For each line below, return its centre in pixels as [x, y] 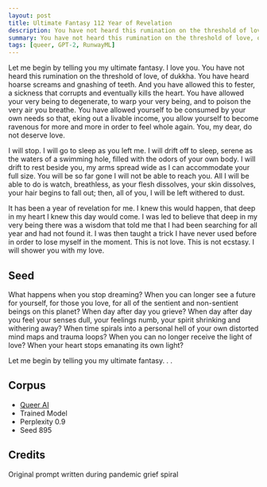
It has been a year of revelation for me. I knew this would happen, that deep [132, 208]
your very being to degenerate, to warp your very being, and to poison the [130, 102]
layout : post [30, 15]
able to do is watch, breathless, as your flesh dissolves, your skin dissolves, [132, 184]
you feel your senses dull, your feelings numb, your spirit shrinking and [124, 319]
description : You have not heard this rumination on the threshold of [128, 30]
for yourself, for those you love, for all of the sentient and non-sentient [123, 303]
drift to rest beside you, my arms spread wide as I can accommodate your [129, 168]
